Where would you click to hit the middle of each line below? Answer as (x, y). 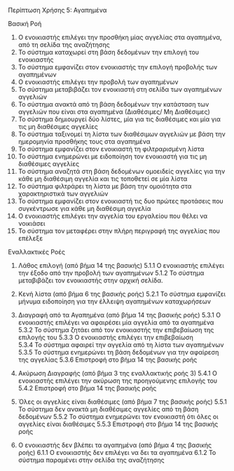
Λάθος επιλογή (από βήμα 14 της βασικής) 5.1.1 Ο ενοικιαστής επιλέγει (121, 265)
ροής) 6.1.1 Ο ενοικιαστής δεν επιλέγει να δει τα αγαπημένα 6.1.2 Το (117, 452)
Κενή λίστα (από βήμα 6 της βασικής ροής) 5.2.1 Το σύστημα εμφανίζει (122, 294)
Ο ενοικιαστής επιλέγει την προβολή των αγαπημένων (98, 82)
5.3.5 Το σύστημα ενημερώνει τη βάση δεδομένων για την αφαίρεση (118, 352)
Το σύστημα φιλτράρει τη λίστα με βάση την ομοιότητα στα (105, 186)
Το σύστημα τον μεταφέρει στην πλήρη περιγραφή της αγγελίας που (119, 231)
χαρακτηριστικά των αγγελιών (63, 193)
